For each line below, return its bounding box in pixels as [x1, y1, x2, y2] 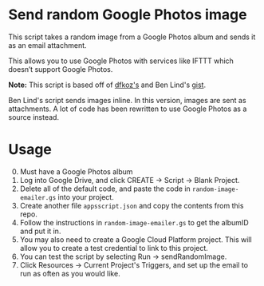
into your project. [57, 192, 114, 201]
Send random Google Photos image [8, 6, 247, 24]
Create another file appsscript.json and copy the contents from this [19, 201, 244, 210]
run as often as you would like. [19, 268, 121, 278]
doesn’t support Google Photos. [8, 64, 113, 73]
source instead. [8, 112, 60, 121]
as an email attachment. [8, 40, 87, 50]
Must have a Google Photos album [19, 166, 133, 177]
